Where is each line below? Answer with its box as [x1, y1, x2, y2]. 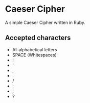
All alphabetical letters [12, 46, 57, 52]
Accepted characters [5, 34, 71, 42]
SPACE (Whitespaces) [12, 52, 57, 58]
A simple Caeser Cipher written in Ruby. [5, 20, 86, 25]
